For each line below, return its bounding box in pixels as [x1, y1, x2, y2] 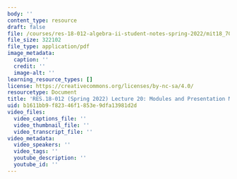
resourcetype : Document [7, 89, 78, 96]
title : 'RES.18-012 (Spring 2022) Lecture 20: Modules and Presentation [7, 96, 226, 103]
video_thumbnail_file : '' [13, 121, 90, 129]
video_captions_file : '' [13, 115, 87, 122]
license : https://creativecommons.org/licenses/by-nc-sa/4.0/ [7, 82, 194, 89]
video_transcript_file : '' [13, 128, 93, 135]
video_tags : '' [13, 148, 59, 155]
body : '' [7, 10, 33, 18]
